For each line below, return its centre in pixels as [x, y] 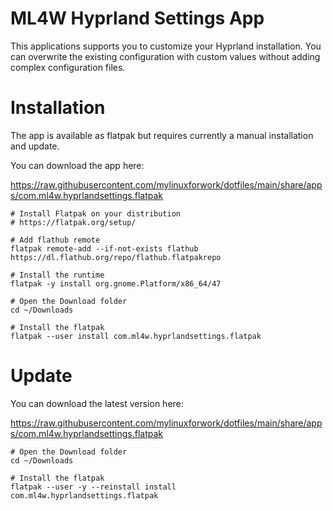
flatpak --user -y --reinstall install [93, 487]
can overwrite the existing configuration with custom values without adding [165, 56]
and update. [35, 146]
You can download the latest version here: [97, 403]
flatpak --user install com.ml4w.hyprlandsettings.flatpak [136, 336]
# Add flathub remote [55, 240]
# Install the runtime [57, 275]
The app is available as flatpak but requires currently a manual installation [162, 135]
